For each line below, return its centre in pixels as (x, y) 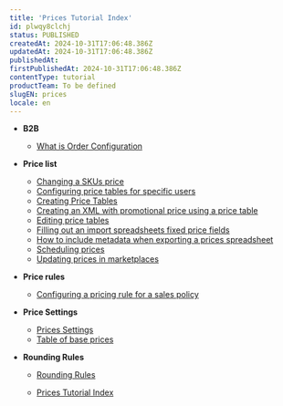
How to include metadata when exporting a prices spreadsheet (155, 240)
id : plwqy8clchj (40, 26)
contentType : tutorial (52, 78)
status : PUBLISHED (44, 35)
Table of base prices (75, 339)
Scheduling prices (70, 250)
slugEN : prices (38, 94)
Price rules (44, 277)
